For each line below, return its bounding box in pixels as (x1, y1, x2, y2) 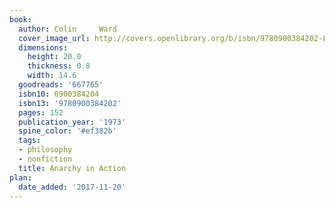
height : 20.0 (27, 52, 82, 62)
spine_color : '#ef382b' (18, 126, 117, 136)
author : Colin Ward (18, 24, 117, 34)
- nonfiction (18, 154, 73, 164)
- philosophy (18, 145, 73, 155)
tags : (18, 136, 42, 146)
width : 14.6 (27, 71, 77, 81)
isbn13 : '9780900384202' (18, 98, 122, 108)
